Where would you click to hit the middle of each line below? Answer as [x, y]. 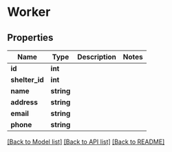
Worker [29, 12]
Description [97, 57]
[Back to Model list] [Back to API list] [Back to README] [86, 142]
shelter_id [28, 80]
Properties [30, 38]
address [24, 102]
